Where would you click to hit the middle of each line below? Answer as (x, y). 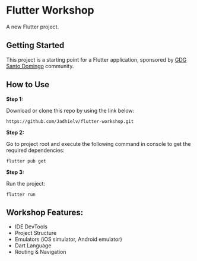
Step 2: (15, 132)
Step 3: (15, 172)
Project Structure (36, 233)
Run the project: (26, 183)
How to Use (28, 85)
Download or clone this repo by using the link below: (70, 110)
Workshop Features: (45, 212)
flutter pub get (26, 161)
